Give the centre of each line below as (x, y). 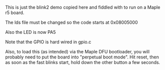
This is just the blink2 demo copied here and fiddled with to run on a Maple (83, 7)
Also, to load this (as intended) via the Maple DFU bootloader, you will (77, 52)
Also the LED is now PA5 (31, 32)
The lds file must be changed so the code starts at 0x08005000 (72, 22)
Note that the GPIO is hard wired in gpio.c (48, 42)
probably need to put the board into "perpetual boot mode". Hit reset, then (82, 57)
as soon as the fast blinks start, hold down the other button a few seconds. (83, 62)
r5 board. (15, 13)
